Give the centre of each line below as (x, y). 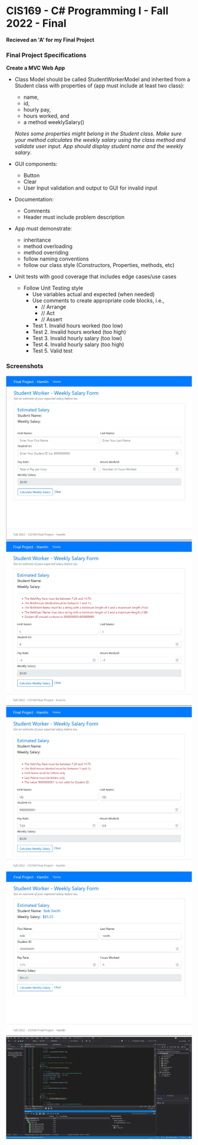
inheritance (37, 240)
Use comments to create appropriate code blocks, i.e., (98, 301)
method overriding (46, 253)
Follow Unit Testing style (53, 288)
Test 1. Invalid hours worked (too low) (77, 326)
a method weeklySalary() (54, 122)
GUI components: (36, 164)
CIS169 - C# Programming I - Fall (88, 11)
